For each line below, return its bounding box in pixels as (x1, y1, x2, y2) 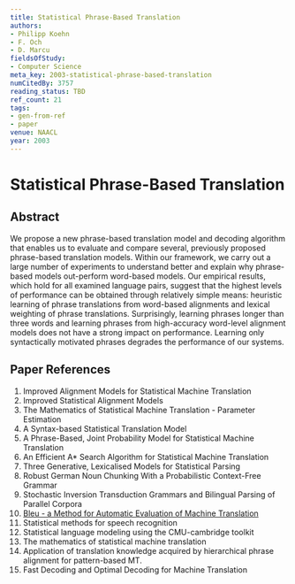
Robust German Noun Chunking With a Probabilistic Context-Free (22, 470, 261, 480)
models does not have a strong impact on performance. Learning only (10, 327, 265, 337)
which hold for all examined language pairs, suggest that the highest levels (10, 280, 282, 290)
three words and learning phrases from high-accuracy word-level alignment (10, 318, 286, 328)
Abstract (10, 210, 60, 225)
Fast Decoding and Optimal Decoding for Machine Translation (22, 564, 248, 575)
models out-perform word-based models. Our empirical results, (34, 271, 266, 281)
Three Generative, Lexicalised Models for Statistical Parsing (22, 461, 241, 472)
